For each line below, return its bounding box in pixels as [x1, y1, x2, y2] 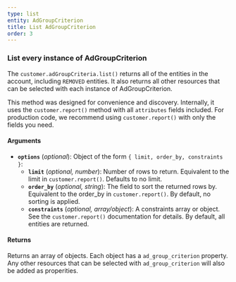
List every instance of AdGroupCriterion [7, 54, 147, 63]
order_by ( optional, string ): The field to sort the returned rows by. [27, 182, 217, 190]
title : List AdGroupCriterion [7, 23, 97, 30]
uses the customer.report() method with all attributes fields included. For [7, 105, 224, 114]
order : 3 [7, 30, 33, 37]
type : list [7, 10, 39, 18]
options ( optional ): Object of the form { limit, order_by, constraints [17, 152, 223, 161]
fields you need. [7, 121, 54, 129]
